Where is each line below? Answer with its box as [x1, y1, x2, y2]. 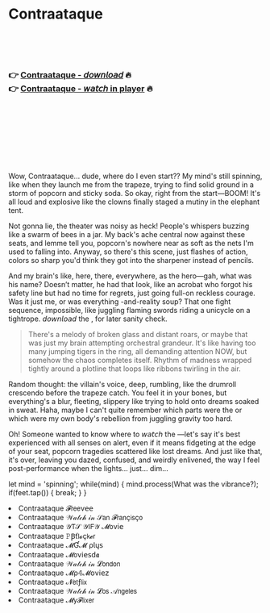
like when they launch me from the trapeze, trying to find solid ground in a [8, 180, 254, 190]
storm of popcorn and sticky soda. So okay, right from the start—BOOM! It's [8, 189, 261, 198]
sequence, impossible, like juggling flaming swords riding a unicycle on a [8, 306, 251, 315]
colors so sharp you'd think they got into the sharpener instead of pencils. [8, 256, 254, 265]
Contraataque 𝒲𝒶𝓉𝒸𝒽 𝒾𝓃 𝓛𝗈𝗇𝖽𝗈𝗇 [19, 559, 121, 569]
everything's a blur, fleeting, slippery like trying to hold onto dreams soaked [8, 397, 260, 407]
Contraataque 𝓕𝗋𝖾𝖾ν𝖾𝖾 [19, 503, 94, 513]
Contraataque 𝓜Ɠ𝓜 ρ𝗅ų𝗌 [19, 540, 103, 550]
